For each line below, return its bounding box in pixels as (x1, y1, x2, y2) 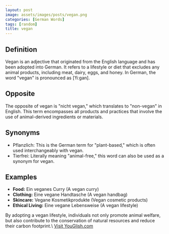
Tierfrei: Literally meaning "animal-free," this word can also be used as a (12, 153, 164, 159)
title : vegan (5, 26, 33, 31)
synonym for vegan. (12, 158, 55, 164)
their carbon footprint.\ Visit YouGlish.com (5, 223, 93, 229)
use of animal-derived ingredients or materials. (5, 114, 103, 120)
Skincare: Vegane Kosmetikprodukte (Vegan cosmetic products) (12, 197, 148, 203)
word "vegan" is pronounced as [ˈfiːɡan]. (5, 75, 90, 81)
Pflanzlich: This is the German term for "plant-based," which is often (12, 142, 156, 148)
